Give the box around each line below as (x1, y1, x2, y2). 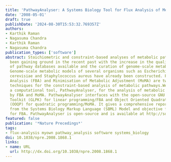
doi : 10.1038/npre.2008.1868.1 (5, 135, 72, 140)
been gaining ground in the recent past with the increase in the (10, 59, 154, 64)
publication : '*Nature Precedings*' (5, 120, 83, 126)
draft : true (5, 17, 31, 22)
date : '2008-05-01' (5, 12, 47, 17)
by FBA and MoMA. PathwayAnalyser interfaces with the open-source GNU (10, 92, 165, 98)
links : (5, 140, 19, 145)
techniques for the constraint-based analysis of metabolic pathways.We (10, 83, 167, 88)
